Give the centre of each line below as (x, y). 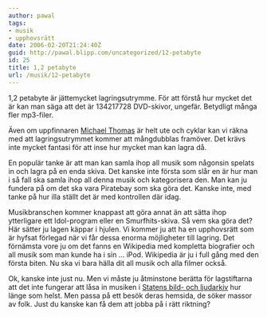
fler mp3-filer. (31, 115)
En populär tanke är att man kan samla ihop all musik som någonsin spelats (132, 162)
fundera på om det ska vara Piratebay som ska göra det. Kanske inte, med (130, 188)
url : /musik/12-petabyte (49, 75)
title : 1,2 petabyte (43, 68)
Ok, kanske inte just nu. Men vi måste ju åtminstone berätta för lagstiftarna (130, 278)
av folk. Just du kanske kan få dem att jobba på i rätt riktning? (110, 303)
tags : (17, 23)
